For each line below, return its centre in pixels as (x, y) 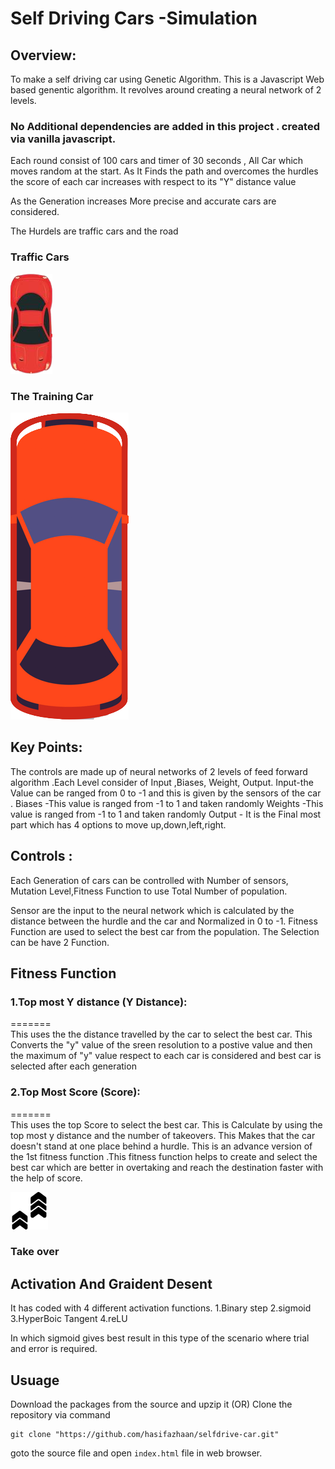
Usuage (35, 1380)
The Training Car (52, 396)
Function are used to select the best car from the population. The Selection (165, 931)
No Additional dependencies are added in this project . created (165, 126)
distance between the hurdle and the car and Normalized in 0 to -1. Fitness (164, 921)
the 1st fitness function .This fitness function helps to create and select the (164, 1156)
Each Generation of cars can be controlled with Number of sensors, (149, 880)
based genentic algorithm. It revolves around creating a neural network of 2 (166, 90)
